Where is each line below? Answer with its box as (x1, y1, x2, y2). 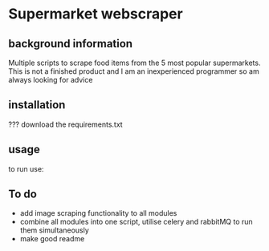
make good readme (19, 234, 85, 244)
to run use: (8, 164, 44, 173)
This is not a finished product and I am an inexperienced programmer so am (8, 67, 259, 76)
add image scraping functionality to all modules (19, 208, 177, 218)
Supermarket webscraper (8, 5, 183, 23)
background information (8, 37, 133, 51)
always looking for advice (8, 75, 93, 84)
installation (8, 98, 66, 112)
